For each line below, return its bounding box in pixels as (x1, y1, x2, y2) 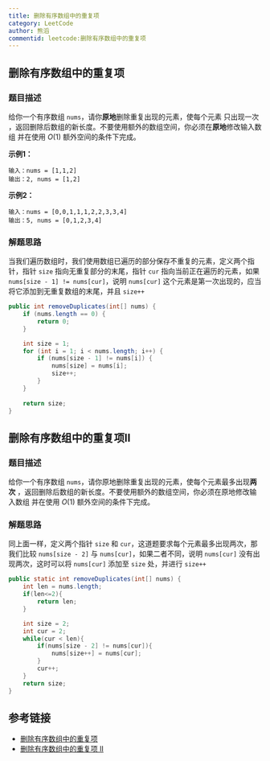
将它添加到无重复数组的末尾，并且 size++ (8, 286, 145, 296)
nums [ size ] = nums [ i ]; (51, 362, 128, 370)
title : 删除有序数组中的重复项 (8, 11, 100, 20)
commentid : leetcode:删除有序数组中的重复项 (8, 34, 146, 43)
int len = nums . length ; (22, 582, 103, 591)
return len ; (37, 598, 78, 606)
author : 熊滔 (8, 27, 50, 35)
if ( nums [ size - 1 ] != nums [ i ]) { (37, 355, 153, 363)
